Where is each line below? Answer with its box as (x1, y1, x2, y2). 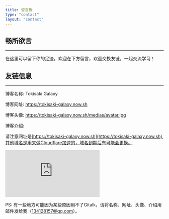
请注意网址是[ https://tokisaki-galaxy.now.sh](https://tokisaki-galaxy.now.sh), (5, 134, 164, 139)
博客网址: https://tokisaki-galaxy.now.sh (5, 101, 88, 107)
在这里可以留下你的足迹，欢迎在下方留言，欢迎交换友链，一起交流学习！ (5, 56, 155, 62)
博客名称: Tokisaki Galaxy (5, 91, 58, 96)
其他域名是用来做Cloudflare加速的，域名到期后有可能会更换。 (5, 140, 133, 146)
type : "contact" (5, 12, 39, 17)
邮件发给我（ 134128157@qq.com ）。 (5, 208, 80, 214)
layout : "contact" (5, 17, 44, 22)
